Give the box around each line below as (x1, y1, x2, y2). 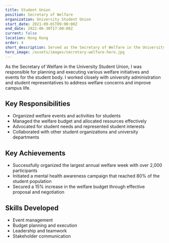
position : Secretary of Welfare (5, 12, 73, 17)
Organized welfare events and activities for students (12, 113, 121, 119)
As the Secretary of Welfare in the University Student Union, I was (5, 64, 142, 70)
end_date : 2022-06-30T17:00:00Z (5, 26, 73, 31)
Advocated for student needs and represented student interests (12, 124, 145, 130)
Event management (12, 217, 53, 223)
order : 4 (5, 40, 24, 45)
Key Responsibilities (5, 99, 70, 108)
